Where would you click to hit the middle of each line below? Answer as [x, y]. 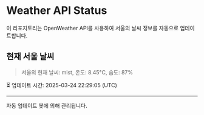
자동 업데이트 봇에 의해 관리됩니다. [47, 105]
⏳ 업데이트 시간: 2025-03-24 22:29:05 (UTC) [62, 85]
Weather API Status [57, 11]
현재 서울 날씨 [30, 57]
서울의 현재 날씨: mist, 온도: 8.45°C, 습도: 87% [77, 72]
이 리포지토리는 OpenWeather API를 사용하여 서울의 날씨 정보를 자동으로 [93, 28]
